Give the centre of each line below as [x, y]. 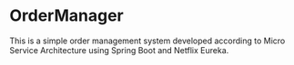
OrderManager [67, 16]
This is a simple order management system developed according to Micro [147, 41]
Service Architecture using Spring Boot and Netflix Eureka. [119, 50]
